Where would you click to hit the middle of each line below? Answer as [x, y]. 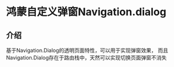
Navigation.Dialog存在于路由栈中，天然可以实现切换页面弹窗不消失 [86, 58]
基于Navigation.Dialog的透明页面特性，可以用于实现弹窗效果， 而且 [87, 50]
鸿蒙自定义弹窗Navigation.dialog [86, 12]
